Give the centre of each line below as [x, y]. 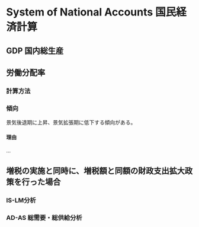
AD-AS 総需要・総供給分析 [44, 218]
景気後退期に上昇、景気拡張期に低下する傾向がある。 [71, 123]
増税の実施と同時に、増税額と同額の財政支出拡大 [96, 170]
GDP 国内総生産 [35, 51]
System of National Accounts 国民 [91, 12]
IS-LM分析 [21, 200]
